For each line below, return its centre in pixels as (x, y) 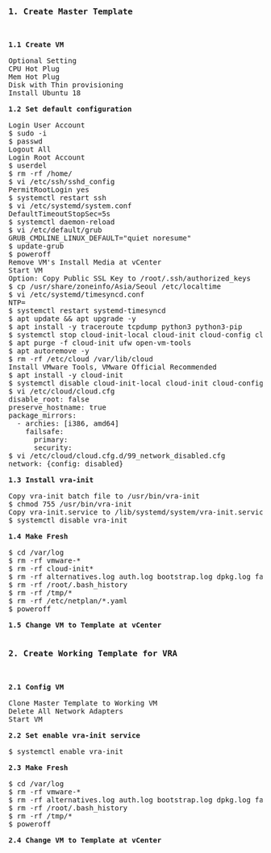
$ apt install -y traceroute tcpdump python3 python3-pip (125, 327)
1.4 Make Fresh (38, 537)
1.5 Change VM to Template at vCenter (85, 625)
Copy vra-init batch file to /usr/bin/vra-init (104, 496)
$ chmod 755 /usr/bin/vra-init (70, 504)
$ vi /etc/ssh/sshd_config (62, 182)
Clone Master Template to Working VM (83, 703)
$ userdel (27, 166)
